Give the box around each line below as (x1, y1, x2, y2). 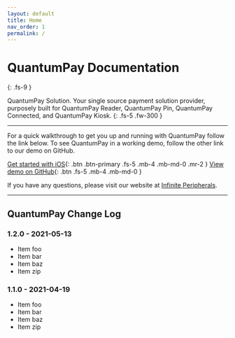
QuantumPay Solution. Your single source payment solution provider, (7, 97, 206, 105)
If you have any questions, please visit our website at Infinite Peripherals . (7, 181, 218, 190)
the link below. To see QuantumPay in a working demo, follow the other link (7, 139, 224, 148)
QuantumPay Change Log (7, 208, 122, 220)
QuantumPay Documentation (7, 60, 180, 76)
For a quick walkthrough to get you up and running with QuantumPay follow (7, 132, 225, 140)
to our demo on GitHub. (7, 146, 76, 155)
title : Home (7, 17, 42, 24)
